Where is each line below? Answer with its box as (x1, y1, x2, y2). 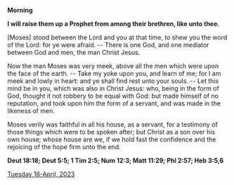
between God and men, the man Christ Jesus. (7, 49, 141, 56)
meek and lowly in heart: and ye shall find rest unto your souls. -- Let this (7, 77, 219, 85)
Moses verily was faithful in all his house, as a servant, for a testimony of (7, 120, 218, 129)
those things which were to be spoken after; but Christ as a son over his (7, 128, 216, 136)
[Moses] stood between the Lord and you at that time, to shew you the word (7, 33, 228, 42)
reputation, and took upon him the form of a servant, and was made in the (7, 99, 221, 108)
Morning (7, 6, 33, 14)
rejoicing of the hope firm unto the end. (7, 143, 121, 151)
